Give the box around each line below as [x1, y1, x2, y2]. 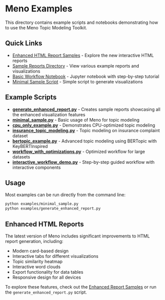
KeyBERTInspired [12, 143, 48, 149]
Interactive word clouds [12, 264, 61, 270]
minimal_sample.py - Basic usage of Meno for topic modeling [12, 117, 140, 123]
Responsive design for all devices [12, 274, 81, 280]
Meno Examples [5, 3, 73, 14]
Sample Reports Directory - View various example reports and [12, 63, 139, 69]
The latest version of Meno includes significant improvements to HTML [5, 233, 150, 239]
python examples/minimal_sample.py [5, 202, 79, 207]
